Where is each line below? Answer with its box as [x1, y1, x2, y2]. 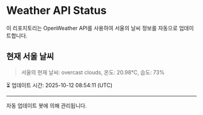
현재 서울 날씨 [6, 51, 54, 62]
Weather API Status [6, 4, 107, 18]
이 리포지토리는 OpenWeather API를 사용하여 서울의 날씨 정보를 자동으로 [6, 24, 178, 31]
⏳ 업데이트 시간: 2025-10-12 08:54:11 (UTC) [6, 81, 113, 88]
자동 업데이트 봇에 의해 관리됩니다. [6, 102, 87, 109]
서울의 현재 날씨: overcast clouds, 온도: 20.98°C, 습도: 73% [21, 68, 165, 76]
